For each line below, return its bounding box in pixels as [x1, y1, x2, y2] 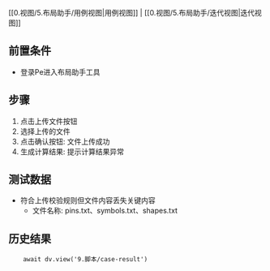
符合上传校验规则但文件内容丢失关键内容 [19, 196, 156, 205]
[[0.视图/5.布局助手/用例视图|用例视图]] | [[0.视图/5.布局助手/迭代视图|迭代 [8, 8, 255, 17]
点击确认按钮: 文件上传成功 [19, 136, 110, 146]
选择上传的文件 [19, 126, 71, 136]
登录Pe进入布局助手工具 [19, 67, 101, 76]
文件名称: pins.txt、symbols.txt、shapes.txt [32, 206, 178, 216]
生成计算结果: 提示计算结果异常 [19, 146, 124, 157]
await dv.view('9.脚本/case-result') [23, 256, 148, 264]
